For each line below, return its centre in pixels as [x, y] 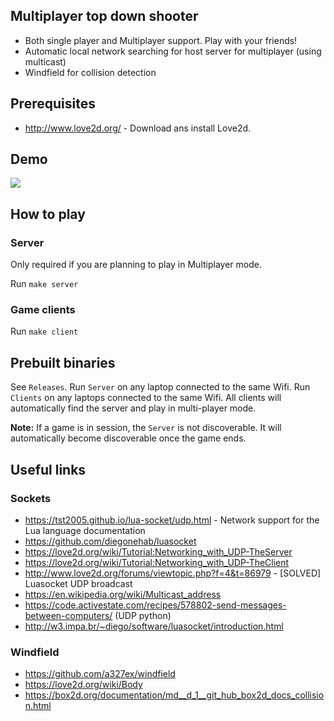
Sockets [31, 498]
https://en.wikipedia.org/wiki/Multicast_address [123, 594]
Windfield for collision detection [90, 72]
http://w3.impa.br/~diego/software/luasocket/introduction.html [154, 626]
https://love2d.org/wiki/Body [83, 685]
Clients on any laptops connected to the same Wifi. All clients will [146, 398]
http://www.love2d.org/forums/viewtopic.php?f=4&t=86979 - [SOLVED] [173, 573]
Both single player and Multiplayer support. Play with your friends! [161, 40]
